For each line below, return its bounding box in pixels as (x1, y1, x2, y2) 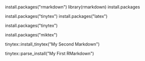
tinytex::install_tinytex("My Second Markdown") (5, 41, 100, 47)
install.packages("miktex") (5, 32, 58, 37)
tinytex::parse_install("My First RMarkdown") (5, 50, 94, 56)
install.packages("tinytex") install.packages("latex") (5, 13, 108, 19)
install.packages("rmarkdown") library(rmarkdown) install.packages (5, 4, 140, 10)
